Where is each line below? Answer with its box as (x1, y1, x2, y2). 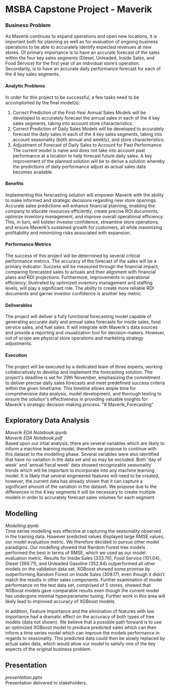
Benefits (5, 181, 24, 187)
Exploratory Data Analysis (5, 416, 90, 424)
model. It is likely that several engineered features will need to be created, (5, 473, 160, 479)
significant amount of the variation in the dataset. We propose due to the (5, 483, 157, 490)
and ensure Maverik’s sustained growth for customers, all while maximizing (5, 224, 162, 230)
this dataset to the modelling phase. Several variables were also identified (5, 451, 159, 457)
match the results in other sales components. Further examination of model (5, 577, 162, 583)
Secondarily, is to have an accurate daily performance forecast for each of (5, 66, 161, 72)
